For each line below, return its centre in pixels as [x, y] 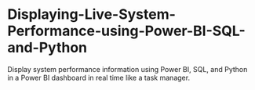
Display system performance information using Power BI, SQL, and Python [127, 69]
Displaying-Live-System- [91, 14]
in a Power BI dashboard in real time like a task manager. [98, 77]
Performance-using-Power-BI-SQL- [127, 31]
